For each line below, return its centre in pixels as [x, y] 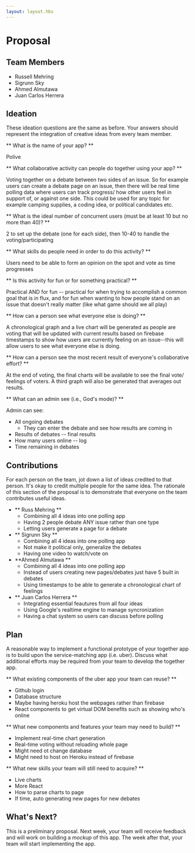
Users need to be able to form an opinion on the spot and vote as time [91, 263]
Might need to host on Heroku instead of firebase [74, 757]
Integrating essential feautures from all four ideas [83, 603]
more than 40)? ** [28, 223]
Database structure [38, 697]
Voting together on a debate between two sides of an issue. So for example [97, 180]
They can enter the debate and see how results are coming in [97, 428]
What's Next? [32, 817]
